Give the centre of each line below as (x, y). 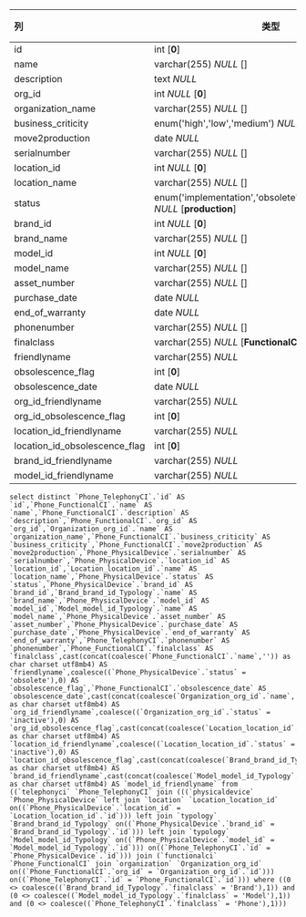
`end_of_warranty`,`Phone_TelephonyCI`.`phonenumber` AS (120, 641)
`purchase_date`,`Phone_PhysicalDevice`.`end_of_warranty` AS (130, 633)
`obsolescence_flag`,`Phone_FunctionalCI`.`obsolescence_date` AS (138, 688)
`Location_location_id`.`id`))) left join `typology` (114, 816)
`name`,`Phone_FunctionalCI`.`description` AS (99, 513)
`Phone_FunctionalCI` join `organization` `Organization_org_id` (136, 864)
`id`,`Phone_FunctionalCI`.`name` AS (81, 505)
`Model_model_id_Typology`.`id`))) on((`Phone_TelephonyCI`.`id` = (140, 848)
